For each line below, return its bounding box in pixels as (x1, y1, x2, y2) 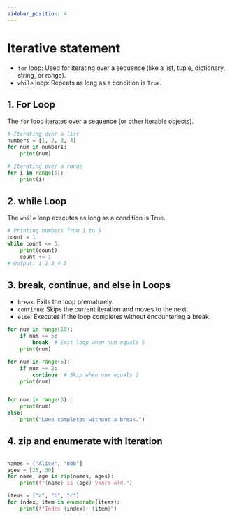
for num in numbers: (7, 144, 68, 151)
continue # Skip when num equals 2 (32, 371, 139, 378)
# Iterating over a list (7, 131, 80, 138)
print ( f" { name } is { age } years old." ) (20, 480, 133, 487)
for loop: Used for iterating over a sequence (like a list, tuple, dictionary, (17, 64, 226, 72)
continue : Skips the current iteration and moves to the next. (17, 305, 189, 313)
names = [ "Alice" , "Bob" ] (7, 460, 82, 467)
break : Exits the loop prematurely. (17, 298, 114, 306)
